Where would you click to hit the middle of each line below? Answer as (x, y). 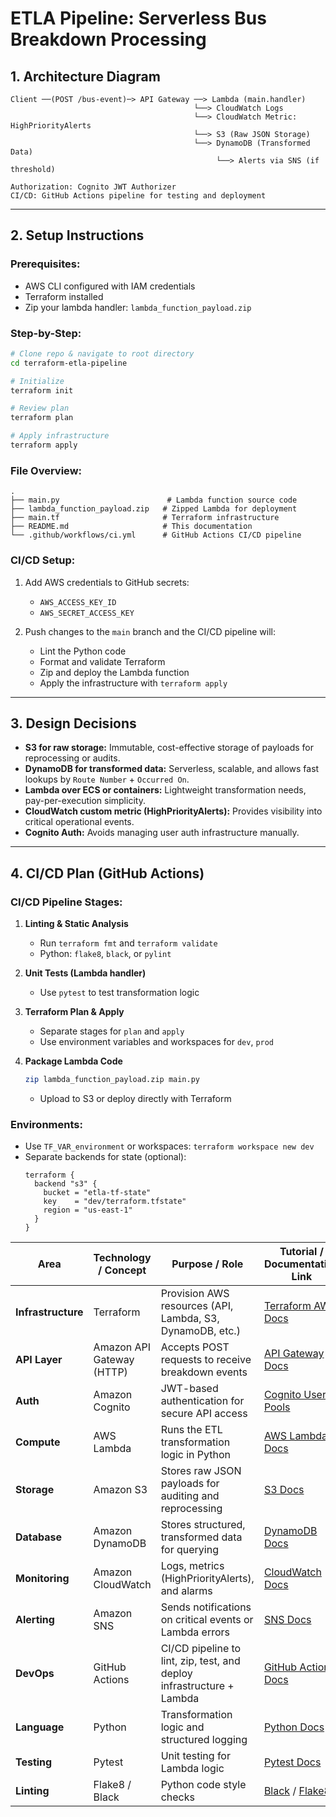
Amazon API (122, 1347)
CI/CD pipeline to (201, 1649)
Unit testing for (195, 1756)
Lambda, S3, (190, 1319)
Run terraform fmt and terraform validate (128, 943)
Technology (122, 1258)
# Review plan (40, 408)
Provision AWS (195, 1294)
